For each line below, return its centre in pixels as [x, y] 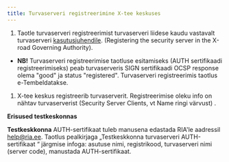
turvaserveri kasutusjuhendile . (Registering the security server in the [114, 40]
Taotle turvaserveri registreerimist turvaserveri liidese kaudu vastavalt [116, 33]
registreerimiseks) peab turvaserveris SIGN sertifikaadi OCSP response [118, 68]
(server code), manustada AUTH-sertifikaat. [69, 151]
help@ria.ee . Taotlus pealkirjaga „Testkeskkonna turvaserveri [94, 137]
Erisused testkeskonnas [42, 116]
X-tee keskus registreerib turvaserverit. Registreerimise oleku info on [114, 96]
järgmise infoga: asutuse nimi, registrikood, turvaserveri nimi [126, 144]
